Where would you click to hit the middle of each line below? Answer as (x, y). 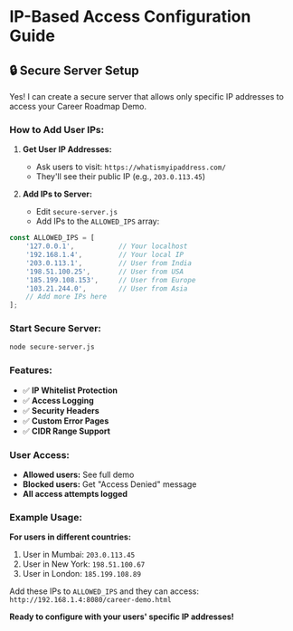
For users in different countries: (70, 537)
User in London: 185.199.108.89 (82, 574)
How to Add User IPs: (57, 129)
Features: (31, 370)
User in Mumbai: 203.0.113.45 (79, 555)
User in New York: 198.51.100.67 (84, 564)
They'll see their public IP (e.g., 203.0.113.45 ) (121, 177)
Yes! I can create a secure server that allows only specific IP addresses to (147, 96)
